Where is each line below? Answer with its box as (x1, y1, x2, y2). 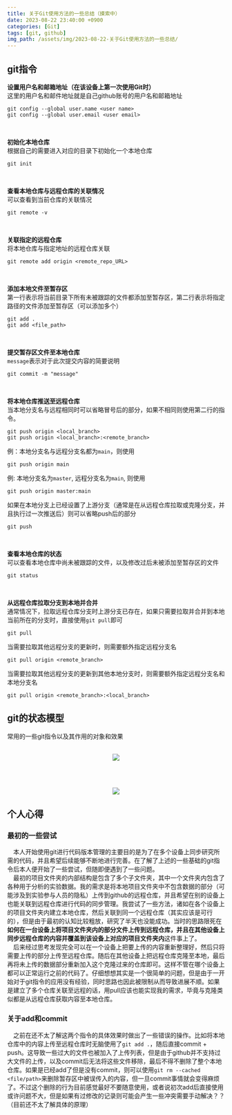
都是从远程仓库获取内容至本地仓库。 (12, 995, 116, 1004)
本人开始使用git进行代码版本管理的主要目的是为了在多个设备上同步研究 (13, 848, 214, 856)
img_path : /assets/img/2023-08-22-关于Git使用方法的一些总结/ (7, 36, 178, 43)
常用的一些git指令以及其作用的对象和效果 (7, 732, 124, 741)
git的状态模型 (7, 712, 64, 724)
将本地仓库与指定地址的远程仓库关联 (7, 244, 110, 253)
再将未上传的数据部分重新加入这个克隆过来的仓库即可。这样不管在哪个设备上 (7, 960, 225, 969)
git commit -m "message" (7, 370, 79, 377)
